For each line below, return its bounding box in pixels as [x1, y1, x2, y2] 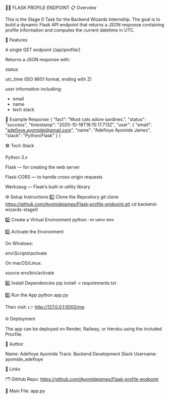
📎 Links [5, 366, 21, 372]
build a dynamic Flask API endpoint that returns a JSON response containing [5, 22, 164, 27]
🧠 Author [5, 341, 24, 347]
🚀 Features [5, 37, 28, 43]
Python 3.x [5, 154, 28, 160]
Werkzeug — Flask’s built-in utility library [5, 184, 91, 189]
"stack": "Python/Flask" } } [5, 133, 61, 138]
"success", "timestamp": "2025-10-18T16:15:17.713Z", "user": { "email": [5, 122, 152, 128]
